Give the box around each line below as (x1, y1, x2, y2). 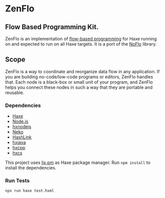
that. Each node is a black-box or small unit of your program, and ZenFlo (5, 79, 153, 85)
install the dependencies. (5, 165, 56, 171)
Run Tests (5, 177, 30, 184)
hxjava (12, 140, 26, 146)
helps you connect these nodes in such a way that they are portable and (5, 84, 153, 90)
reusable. (5, 90, 24, 96)
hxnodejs (12, 124, 31, 130)
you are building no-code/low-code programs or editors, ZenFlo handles (5, 74, 154, 80)
